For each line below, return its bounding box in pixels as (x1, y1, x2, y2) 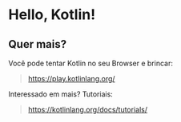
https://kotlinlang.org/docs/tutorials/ (27, 105, 148, 114)
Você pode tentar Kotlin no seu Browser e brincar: (8, 58, 174, 68)
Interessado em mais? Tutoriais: (8, 89, 114, 99)
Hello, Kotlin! (8, 6, 96, 24)
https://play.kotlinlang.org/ (27, 74, 115, 83)
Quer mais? (8, 37, 66, 51)
